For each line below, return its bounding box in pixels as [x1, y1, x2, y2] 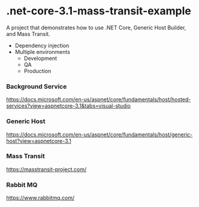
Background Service [6, 82, 67, 90]
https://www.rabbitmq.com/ [6, 194, 75, 202]
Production [23, 67, 52, 74]
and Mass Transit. [6, 30, 50, 37]
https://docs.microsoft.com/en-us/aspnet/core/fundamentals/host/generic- [6, 130, 193, 138]
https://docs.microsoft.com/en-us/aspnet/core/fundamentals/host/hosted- [6, 96, 191, 103]
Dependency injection [14, 42, 70, 49]
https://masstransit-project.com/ [6, 166, 87, 173]
